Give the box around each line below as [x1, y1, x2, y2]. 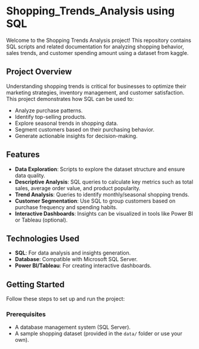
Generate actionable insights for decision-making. [14, 132, 138, 139]
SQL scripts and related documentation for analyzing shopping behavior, [6, 43, 185, 50]
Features [6, 149, 40, 160]
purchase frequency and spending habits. [14, 203, 118, 210]
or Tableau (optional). [14, 216, 68, 224]
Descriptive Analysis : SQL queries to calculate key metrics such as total [14, 178, 194, 185]
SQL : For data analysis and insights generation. [14, 249, 131, 256]
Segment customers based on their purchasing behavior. [14, 125, 155, 133]
